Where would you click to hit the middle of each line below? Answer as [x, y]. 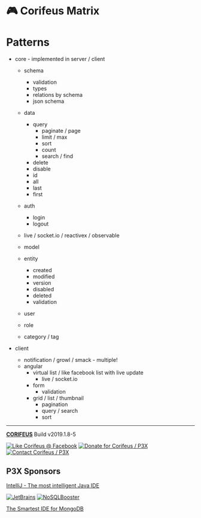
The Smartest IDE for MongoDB [45, 508]
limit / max [54, 137]
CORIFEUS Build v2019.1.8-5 [41, 434]
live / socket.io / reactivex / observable [71, 236]
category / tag [41, 337]
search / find [57, 156]
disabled [43, 290]
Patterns [28, 42]
